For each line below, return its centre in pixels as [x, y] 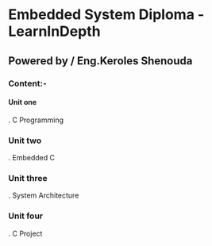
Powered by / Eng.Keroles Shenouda [100, 61]
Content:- [28, 83]
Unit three [28, 178]
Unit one [23, 102]
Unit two [25, 140]
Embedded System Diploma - [106, 15]
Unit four [26, 216]
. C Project [25, 233]
